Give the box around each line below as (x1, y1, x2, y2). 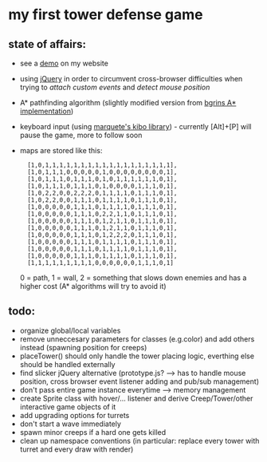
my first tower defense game (8, 6, 203, 24)
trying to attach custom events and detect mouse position (19, 82, 210, 92)
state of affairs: (8, 38, 86, 51)
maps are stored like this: (19, 146, 103, 155)
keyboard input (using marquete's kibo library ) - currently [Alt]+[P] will (19, 122, 252, 131)
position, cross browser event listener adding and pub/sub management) (19, 377, 259, 386)
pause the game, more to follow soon (19, 130, 143, 140)
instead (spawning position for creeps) (19, 342, 147, 352)
